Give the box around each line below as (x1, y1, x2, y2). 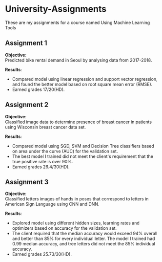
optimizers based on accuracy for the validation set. (12, 225, 117, 231)
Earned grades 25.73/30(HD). (12, 251, 72, 257)
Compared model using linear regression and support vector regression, (12, 76, 158, 82)
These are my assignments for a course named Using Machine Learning (5, 20, 150, 25)
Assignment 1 (5, 39, 47, 47)
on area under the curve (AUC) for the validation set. (12, 148, 118, 154)
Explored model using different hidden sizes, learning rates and (12, 220, 140, 226)
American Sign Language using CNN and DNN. (5, 201, 100, 207)
